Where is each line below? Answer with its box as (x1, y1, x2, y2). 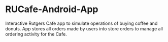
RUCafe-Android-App (5, 4, 98, 15)
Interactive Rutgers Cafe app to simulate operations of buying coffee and (5, 20, 158, 26)
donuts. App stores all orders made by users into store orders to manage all (5, 25, 163, 31)
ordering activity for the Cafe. (5, 31, 67, 37)
